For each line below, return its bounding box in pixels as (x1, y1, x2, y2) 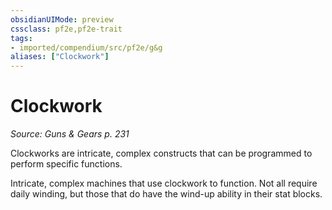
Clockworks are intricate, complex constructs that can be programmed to (10, 147, 313, 160)
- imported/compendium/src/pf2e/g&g (10, 42, 163, 53)
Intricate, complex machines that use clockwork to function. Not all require (10, 177, 318, 190)
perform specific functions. (10, 158, 123, 170)
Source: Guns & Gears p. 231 (10, 128, 130, 140)
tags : (10, 33, 33, 43)
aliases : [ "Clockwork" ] (10, 52, 110, 62)
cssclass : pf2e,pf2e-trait (10, 24, 123, 34)
